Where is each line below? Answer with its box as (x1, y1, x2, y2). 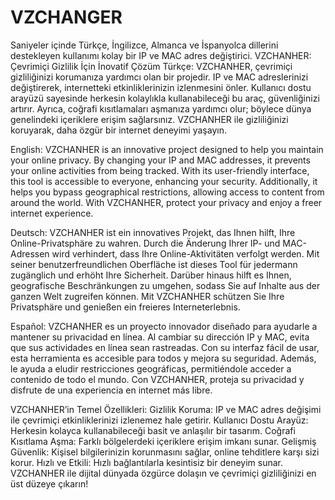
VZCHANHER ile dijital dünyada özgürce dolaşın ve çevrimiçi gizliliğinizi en (10, 467, 317, 479)
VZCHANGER (10, 6, 123, 29)
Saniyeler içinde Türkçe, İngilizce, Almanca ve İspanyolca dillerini (10, 39, 279, 51)
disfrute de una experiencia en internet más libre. (10, 384, 213, 396)
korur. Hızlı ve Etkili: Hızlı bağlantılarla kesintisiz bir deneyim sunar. (10, 456, 284, 468)
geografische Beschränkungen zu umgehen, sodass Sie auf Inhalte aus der (10, 279, 321, 291)
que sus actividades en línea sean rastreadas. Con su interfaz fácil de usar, (10, 341, 320, 353)
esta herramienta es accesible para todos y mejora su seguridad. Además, (10, 352, 317, 364)
